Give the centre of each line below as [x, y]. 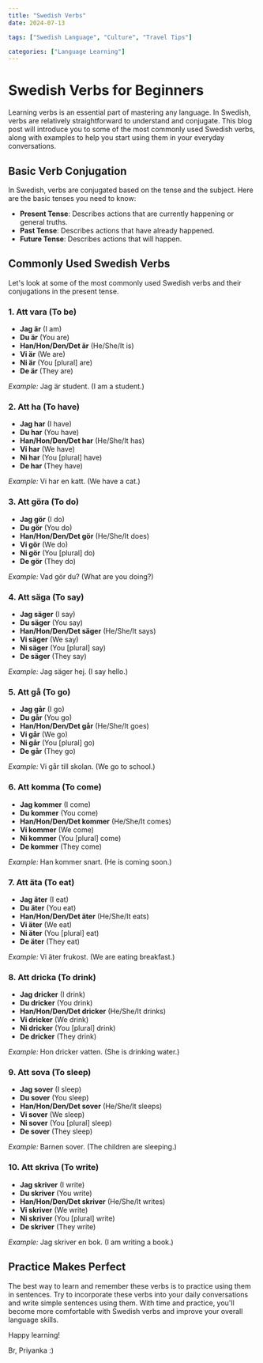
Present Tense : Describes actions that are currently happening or [127, 214]
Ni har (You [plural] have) [61, 458]
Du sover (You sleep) [54, 1098]
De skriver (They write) [58, 1226]
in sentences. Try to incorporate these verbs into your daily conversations [128, 1294]
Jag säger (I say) [47, 614]
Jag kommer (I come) [55, 805]
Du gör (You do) [46, 528]
